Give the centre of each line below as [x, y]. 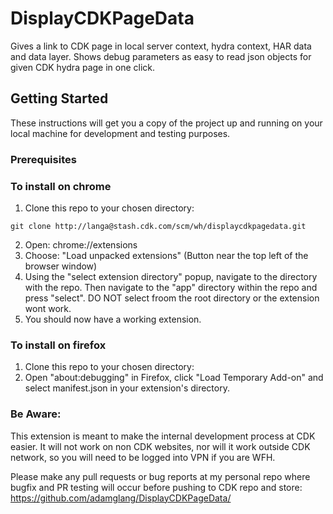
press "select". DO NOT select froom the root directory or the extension [172, 298]
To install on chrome [61, 186]
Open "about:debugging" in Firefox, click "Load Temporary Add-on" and [174, 378]
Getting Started [59, 98]
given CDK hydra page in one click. [83, 67]
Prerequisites [43, 159]
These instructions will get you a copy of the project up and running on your [166, 123]
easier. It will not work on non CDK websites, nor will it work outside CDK [160, 446]
